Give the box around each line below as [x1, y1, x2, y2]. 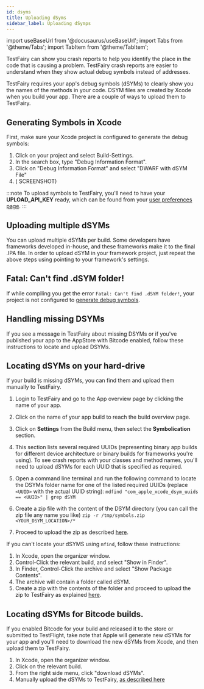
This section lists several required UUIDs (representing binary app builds [15, 444, 198, 451]
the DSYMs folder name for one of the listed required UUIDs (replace [15, 482, 188, 489]
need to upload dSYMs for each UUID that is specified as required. [15, 463, 183, 471]
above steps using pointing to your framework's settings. [6, 256, 149, 263]
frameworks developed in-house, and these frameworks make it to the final [6, 243, 195, 250]
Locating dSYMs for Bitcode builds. [6, 608, 144, 619]
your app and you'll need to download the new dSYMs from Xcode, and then [6, 638, 199, 646]
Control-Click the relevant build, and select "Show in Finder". [15, 559, 168, 566]
